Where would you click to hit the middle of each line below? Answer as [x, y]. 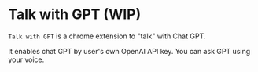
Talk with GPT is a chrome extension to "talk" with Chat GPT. [107, 36]
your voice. [26, 59]
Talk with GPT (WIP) [75, 14]
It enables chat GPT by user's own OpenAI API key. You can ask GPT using [129, 51]
